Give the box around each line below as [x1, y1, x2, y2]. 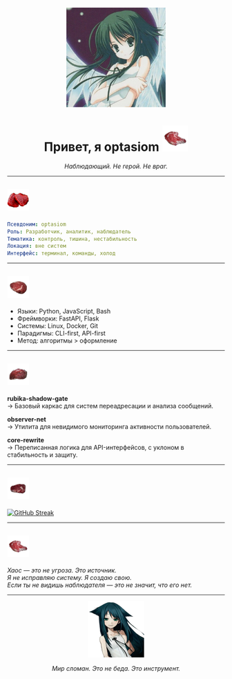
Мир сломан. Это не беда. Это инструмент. [51, 664, 181, 673]
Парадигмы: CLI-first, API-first [17, 329, 106, 337]
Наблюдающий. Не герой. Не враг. [64, 162, 168, 170]
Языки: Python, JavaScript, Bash [17, 307, 111, 315]
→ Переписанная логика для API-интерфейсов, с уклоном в [7, 443, 184, 451]
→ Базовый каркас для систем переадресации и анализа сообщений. [7, 401, 214, 410]
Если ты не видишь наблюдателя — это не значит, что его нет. [7, 581, 193, 589]
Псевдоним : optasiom [7, 221, 67, 228]
